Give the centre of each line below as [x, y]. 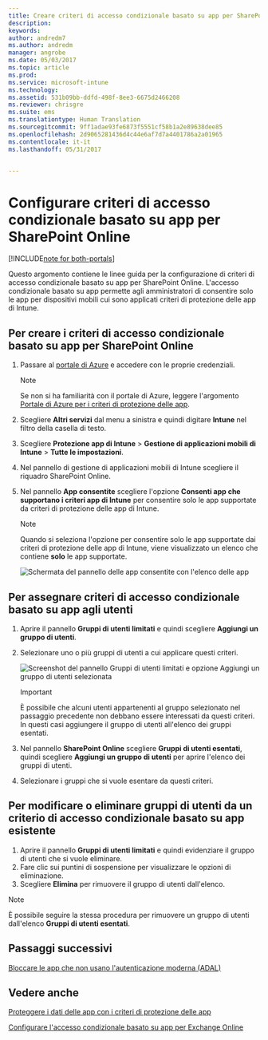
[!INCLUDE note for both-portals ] [62, 259]
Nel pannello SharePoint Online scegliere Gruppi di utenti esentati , [131, 748]
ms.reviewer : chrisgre [46, 105]
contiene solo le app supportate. [73, 556]
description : [30, 23]
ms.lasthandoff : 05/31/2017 [55, 149]
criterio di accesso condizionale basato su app [126, 819]
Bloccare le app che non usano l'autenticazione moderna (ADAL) [115, 967]
